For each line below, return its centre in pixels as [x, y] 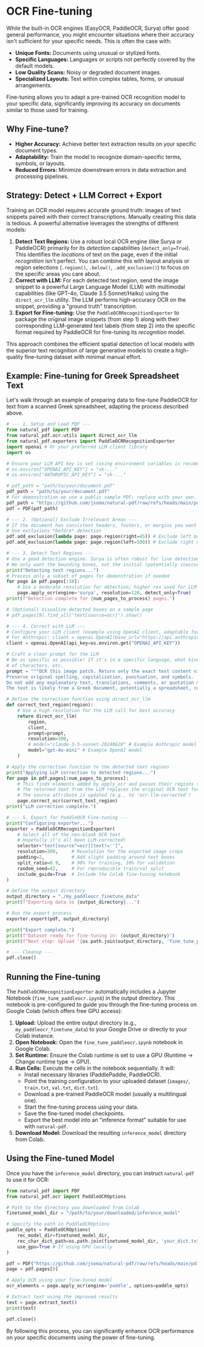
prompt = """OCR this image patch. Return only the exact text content [99, 671]
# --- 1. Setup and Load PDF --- [49, 424]
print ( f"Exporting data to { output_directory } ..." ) [73, 902]
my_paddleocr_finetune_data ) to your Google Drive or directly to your [101, 1029]
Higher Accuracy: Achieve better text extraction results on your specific [106, 144]
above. [15, 413]
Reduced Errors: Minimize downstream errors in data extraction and [100, 169]
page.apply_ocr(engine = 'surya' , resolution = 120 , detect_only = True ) [104, 593]
